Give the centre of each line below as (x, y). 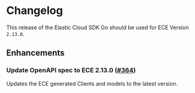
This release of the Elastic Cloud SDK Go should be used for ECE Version (98, 27)
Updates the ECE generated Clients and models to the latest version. (92, 83)
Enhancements (36, 53)
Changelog (35, 11)
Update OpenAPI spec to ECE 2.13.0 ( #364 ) (71, 71)
